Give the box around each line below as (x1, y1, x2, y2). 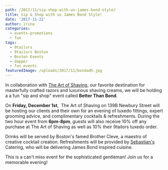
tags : (5, 40, 17, 45)
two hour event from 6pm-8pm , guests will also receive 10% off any (5, 119, 147, 124)
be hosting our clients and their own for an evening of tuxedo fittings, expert (5, 108, 163, 114)
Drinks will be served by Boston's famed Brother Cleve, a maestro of (5, 134, 147, 139)
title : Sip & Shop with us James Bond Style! (5, 12, 102, 17)
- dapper (10, 59, 28, 64)
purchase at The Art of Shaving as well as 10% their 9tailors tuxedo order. (5, 124, 158, 130)
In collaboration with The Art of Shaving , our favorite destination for (5, 82, 145, 88)
